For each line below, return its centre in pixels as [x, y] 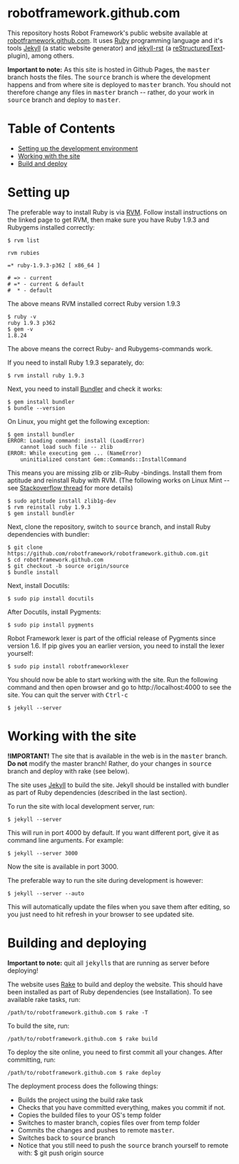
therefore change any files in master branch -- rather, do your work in [111, 92]
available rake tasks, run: [44, 999]
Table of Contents [61, 129]
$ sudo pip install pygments [51, 625]
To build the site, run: [39, 1026]
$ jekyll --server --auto [46, 894]
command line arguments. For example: [66, 840]
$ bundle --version [36, 408]
